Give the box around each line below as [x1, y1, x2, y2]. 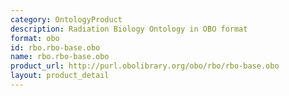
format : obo [10, 33, 60, 43]
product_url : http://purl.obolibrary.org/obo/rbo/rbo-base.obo [10, 61, 280, 71]
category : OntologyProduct [10, 14, 123, 25]
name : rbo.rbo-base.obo [10, 52, 110, 62]
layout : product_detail [10, 71, 110, 81]
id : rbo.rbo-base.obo [10, 42, 101, 53]
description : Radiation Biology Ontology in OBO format [10, 24, 248, 34]
